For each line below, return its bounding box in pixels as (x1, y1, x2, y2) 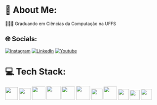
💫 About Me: (5, 4, 57, 16)
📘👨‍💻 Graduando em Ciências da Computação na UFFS (5, 21, 116, 26)
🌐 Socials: (5, 35, 38, 43)
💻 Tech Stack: (5, 66, 66, 77)
